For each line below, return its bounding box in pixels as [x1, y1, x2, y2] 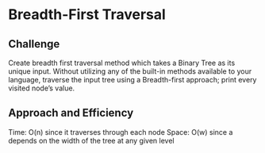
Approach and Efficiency [8, 106, 134, 120]
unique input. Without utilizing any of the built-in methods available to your [8, 67, 252, 76]
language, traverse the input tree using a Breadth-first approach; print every [8, 75, 257, 84]
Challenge [8, 37, 60, 51]
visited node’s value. [8, 83, 75, 93]
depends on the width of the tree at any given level [8, 136, 175, 145]
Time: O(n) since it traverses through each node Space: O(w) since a [8, 127, 233, 136]
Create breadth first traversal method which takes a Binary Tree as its [8, 58, 236, 67]
